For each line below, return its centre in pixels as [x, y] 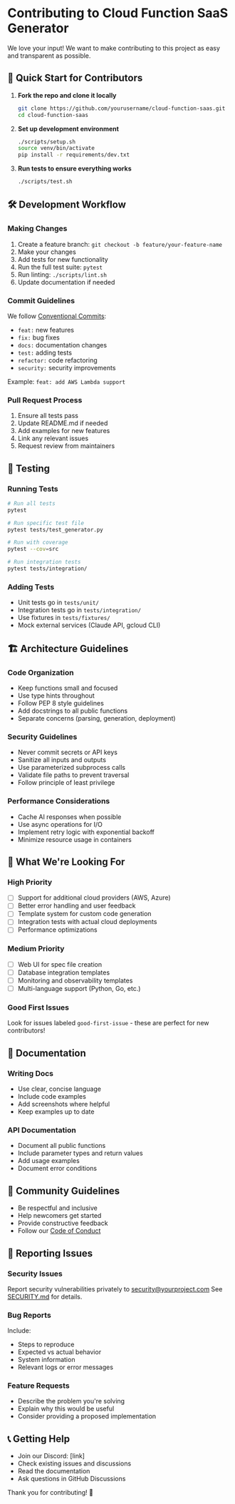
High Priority [30, 882]
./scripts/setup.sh [47, 142]
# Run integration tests [44, 562]
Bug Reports [29, 1315]
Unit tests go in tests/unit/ [58, 603]
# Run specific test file [46, 523]
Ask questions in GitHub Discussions [72, 1479]
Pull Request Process [45, 400]
